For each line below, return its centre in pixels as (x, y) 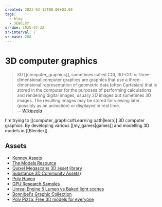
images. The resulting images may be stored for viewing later (78, 100)
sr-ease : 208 (18, 37)
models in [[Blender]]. (27, 130)
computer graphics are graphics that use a (85, 80)
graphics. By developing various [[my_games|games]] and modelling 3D (77, 125)
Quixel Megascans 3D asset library (47, 168)
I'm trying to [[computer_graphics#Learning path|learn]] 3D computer (75, 120)
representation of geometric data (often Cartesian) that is (100, 85)
